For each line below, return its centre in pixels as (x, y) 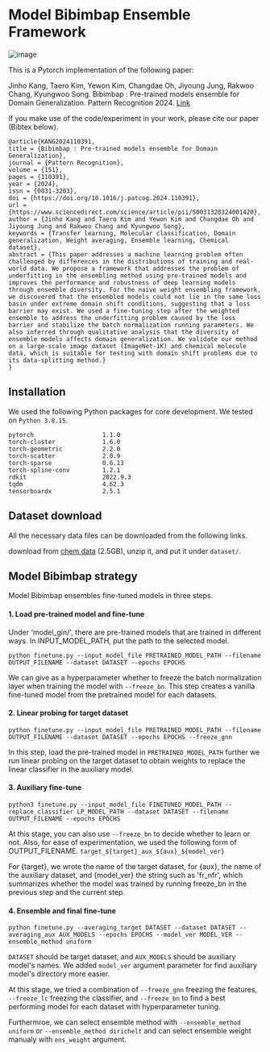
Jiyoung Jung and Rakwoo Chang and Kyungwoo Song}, (97, 226)
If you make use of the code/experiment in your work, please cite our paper (134, 118)
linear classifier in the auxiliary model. (71, 769)
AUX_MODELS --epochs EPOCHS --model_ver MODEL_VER (145, 935)
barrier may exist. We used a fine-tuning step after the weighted (124, 311)
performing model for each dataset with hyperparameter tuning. (114, 1007)
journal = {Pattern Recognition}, (66, 163)
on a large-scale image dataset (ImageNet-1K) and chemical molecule (128, 346)
